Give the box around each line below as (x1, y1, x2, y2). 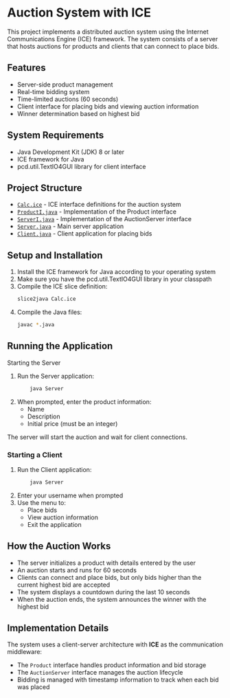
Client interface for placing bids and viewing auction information (16, 102, 199, 111)
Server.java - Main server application (16, 222, 124, 231)
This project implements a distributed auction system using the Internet (7, 27, 209, 36)
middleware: (7, 648, 43, 656)
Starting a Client (7, 450, 63, 460)
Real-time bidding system (16, 87, 90, 95)
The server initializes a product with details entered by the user (16, 559, 196, 567)
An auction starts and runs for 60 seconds (16, 565, 137, 574)
